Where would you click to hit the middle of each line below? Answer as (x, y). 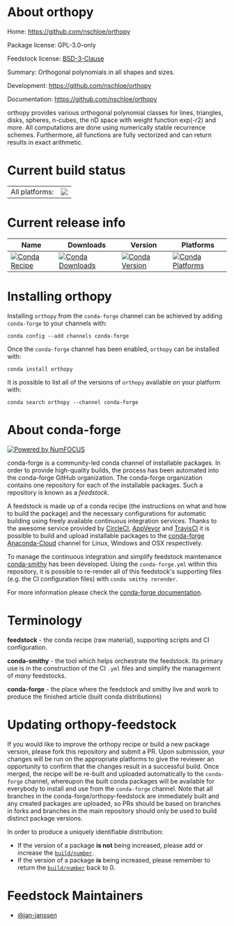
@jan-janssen (37, 915)
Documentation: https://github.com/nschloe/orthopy (82, 99)
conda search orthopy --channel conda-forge (73, 402)
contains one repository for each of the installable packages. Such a (105, 485)
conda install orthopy (40, 369)
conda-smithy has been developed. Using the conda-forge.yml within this (112, 564)
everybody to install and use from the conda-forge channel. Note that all (110, 789)
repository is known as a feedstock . (58, 492)
